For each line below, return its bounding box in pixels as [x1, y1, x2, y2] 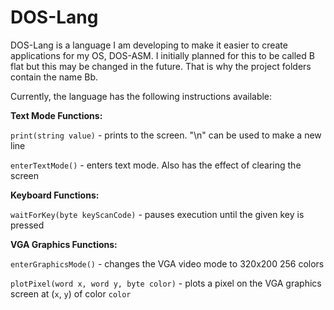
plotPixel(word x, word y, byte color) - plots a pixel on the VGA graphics [10, 277, 322, 289]
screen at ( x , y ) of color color [10, 287, 132, 300]
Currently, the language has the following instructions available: [10, 90, 273, 102]
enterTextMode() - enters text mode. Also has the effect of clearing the [10, 159, 302, 171]
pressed [10, 219, 45, 231]
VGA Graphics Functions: [10, 238, 118, 250]
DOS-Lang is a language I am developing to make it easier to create [10, 39, 288, 51]
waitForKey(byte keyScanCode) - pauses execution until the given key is [10, 208, 305, 220]
